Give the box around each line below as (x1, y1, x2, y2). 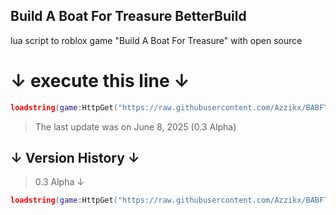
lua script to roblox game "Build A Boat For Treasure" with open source (10, 34, 303, 46)
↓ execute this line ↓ (10, 70, 190, 92)
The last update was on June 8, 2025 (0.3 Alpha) (34, 120, 237, 133)
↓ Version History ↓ (10, 150, 140, 167)
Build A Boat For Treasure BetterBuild (10, 8, 247, 25)
